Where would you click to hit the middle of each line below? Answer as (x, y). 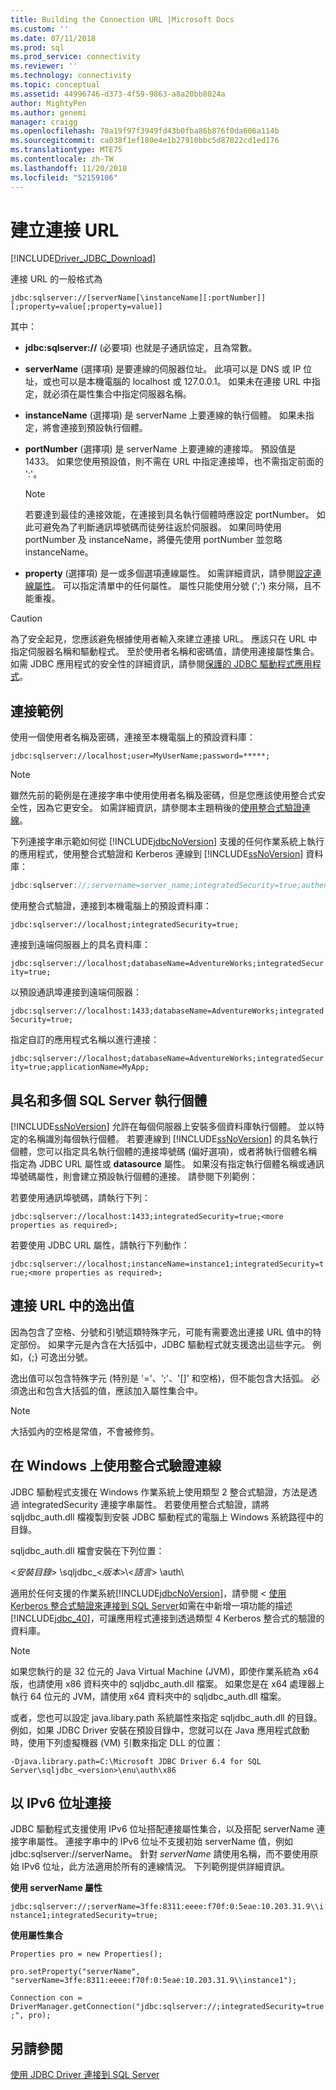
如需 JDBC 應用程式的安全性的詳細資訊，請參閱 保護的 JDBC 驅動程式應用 (161, 664)
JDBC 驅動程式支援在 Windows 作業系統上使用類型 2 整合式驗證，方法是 (159, 1492)
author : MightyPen (48, 103)
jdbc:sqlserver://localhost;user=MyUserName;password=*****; (140, 756)
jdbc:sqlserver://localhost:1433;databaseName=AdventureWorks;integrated (167, 1011)
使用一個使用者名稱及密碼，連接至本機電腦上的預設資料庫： (133, 737)
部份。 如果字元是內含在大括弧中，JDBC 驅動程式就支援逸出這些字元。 (164, 1344)
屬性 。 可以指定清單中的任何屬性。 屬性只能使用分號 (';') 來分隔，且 (173, 586)
